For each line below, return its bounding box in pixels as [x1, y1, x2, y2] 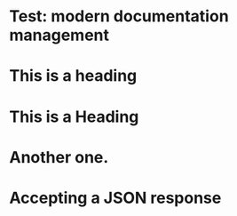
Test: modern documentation [9, 6, 229, 27]
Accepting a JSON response [9, 188, 222, 208]
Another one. [9, 147, 109, 167]
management [9, 25, 109, 45]
